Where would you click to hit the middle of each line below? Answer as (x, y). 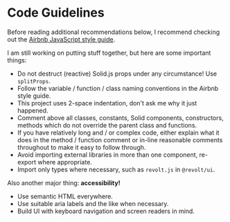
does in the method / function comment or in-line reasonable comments (120, 139)
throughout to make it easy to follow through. (81, 147)
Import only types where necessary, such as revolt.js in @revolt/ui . (116, 169)
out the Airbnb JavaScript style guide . (61, 39)
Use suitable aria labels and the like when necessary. (93, 203)
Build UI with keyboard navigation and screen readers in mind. (106, 211)
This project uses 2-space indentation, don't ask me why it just (107, 103)
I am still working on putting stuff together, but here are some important (109, 53)
